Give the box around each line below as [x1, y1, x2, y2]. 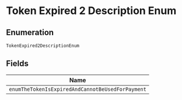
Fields [6, 58, 29, 68]
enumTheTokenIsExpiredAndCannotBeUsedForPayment [9, 86, 147, 92]
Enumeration [6, 27, 54, 37]
